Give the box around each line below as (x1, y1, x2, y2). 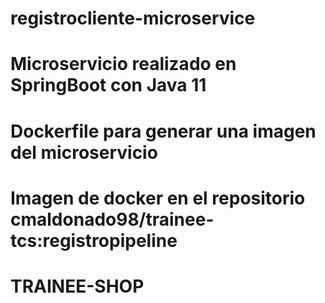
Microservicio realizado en (10, 53, 237, 76)
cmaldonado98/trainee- (10, 208, 215, 231)
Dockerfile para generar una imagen (10, 120, 317, 142)
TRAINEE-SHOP (10, 275, 145, 297)
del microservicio (10, 141, 158, 164)
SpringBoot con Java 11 (10, 74, 207, 97)
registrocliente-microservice (10, 7, 256, 30)
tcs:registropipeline (10, 229, 178, 252)
